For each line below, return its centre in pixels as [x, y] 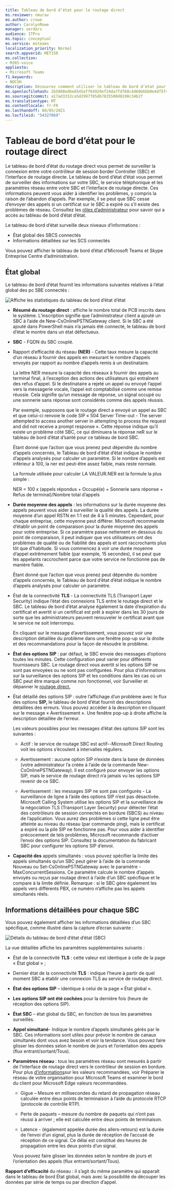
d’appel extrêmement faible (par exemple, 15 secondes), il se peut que [87, 554]
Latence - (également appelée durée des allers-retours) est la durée [92, 1129]
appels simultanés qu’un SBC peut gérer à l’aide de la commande [81, 861]
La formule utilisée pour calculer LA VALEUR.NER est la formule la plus [87, 473]
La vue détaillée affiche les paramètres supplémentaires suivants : [75, 948]
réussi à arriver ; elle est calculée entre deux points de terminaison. [91, 1120]
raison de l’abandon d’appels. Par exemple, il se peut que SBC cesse [78, 199]
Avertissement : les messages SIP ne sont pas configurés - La [85, 791]
